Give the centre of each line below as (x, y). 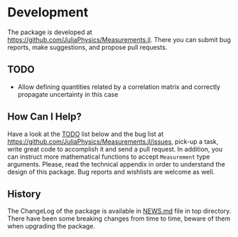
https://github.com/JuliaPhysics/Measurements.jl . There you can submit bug (119, 39)
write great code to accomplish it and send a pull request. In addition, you (115, 149)
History (24, 194)
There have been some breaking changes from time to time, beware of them (119, 218)
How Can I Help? (44, 117)
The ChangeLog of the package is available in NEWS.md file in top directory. (119, 211)
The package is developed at (50, 32)
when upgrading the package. (52, 226)
